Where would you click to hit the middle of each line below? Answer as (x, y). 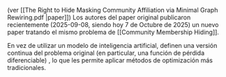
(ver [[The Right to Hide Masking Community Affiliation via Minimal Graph (113, 10)
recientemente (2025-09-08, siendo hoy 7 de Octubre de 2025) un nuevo (113, 25)
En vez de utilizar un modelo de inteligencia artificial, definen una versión (112, 45)
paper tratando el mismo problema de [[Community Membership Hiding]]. (113, 32)
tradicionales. (27, 68)
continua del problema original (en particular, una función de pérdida (106, 53)
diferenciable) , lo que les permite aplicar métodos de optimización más (110, 60)
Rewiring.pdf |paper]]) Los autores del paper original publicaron (99, 17)
